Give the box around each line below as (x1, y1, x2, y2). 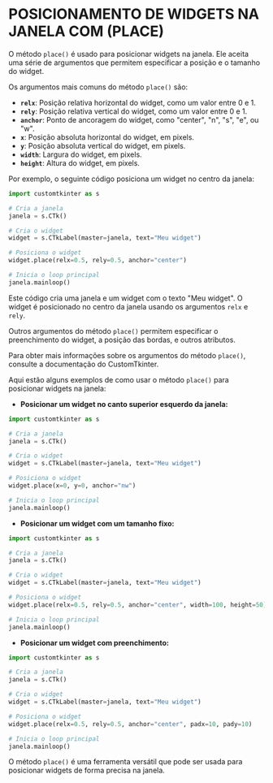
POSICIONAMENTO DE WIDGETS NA (8, 5, 260, 24)
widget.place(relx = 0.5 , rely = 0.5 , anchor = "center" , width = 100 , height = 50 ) (8, 600, 267, 609)
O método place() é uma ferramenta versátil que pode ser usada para (8, 757, 243, 767)
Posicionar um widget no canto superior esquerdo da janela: (19, 399, 229, 409)
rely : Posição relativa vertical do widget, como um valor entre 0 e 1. (19, 106, 248, 116)
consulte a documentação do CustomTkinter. (8, 359, 159, 369)
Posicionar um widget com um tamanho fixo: (19, 518, 175, 528)
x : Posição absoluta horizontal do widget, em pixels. (19, 132, 195, 142)
